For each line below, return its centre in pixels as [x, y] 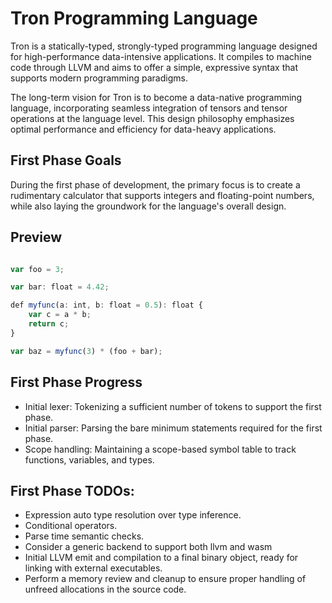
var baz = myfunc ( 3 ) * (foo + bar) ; [86, 351]
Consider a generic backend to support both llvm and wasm [148, 547]
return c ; [49, 324]
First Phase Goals [66, 160]
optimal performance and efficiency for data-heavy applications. [143, 129]
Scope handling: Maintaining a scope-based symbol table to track [160, 449]
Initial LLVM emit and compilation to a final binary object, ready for [161, 558]
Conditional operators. [71, 526]
